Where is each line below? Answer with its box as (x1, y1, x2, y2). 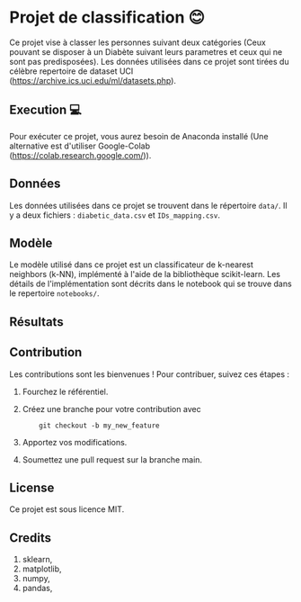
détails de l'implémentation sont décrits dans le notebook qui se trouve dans (9, 278, 292, 290)
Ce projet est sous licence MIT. (9, 504, 125, 515)
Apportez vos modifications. (22, 436, 128, 447)
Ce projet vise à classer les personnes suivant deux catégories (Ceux (9, 37, 267, 48)
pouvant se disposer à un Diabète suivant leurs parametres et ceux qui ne (9, 46, 283, 57)
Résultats (9, 314, 65, 329)
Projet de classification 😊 (9, 7, 205, 28)
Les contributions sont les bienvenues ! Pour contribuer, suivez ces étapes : (9, 368, 290, 380)
